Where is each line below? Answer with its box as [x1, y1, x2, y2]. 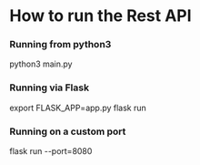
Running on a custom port [9, 125, 126, 138]
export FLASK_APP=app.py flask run [9, 102, 147, 113]
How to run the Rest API [9, 5, 193, 26]
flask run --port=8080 [9, 146, 93, 157]
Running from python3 [9, 38, 112, 51]
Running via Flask [9, 81, 89, 94]
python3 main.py [9, 58, 73, 69]
